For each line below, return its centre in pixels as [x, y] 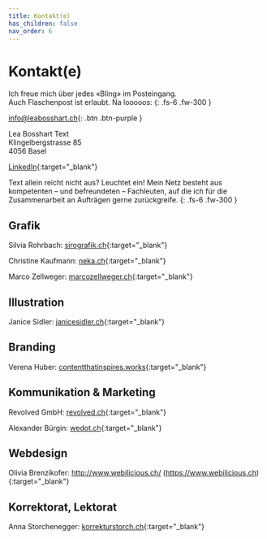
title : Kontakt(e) [39, 16]
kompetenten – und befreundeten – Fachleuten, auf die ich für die [118, 191]
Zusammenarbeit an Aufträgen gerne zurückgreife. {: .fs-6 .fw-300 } [123, 200]
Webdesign [38, 453]
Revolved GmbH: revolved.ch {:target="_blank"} [87, 412]
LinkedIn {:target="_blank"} [53, 167]
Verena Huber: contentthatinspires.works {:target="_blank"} [108, 367]
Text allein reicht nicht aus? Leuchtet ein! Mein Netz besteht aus [116, 183]
